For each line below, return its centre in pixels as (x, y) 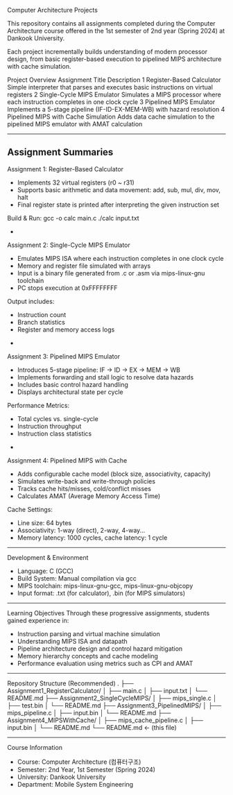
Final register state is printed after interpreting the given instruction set (118, 205)
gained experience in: (38, 620)
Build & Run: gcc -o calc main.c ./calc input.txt (74, 218)
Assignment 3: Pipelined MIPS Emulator (63, 356)
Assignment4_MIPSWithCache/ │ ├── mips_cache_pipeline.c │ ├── (105, 720)
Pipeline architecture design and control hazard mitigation (100, 649)
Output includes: (31, 301)
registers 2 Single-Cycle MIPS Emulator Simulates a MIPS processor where (114, 94)
